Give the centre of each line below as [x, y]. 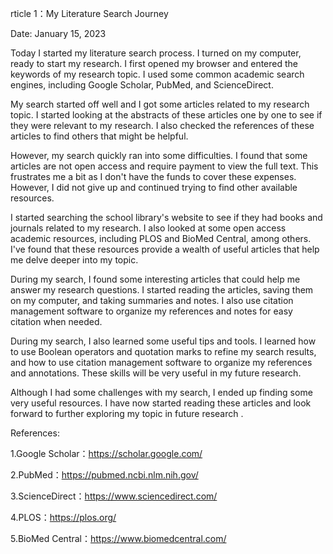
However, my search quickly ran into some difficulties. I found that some [159, 155]
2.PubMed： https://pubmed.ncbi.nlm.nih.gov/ [104, 475]
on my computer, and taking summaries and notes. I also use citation [152, 300]
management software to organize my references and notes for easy [151, 311]
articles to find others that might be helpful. [99, 136]
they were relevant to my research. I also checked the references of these [162, 125]
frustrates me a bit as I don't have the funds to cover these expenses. [153, 176]
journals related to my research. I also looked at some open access [148, 228]
